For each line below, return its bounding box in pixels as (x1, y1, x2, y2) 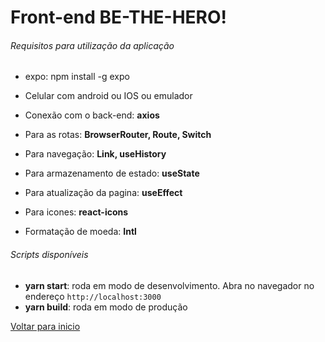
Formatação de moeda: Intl (24, 226, 137, 238)
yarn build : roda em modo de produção (24, 301, 188, 313)
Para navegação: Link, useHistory (24, 148, 167, 160)
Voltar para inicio (10, 320, 81, 332)
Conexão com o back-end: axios (24, 109, 160, 121)
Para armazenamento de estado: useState (24, 167, 200, 180)
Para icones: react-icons (24, 206, 129, 218)
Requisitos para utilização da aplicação (10, 39, 175, 51)
